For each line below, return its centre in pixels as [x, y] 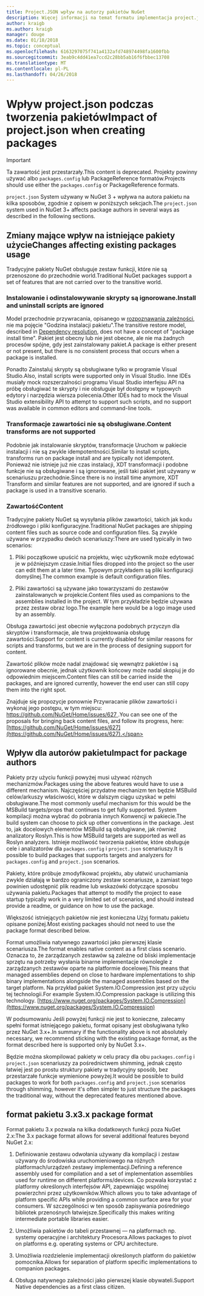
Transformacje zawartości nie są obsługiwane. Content [89, 424]
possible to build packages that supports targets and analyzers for [89, 855]
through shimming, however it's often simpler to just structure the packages [101, 1089]
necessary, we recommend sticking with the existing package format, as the [102, 1038]
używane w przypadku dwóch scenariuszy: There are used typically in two [99, 539]
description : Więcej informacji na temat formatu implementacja [89, 18]
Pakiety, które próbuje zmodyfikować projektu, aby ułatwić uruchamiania [97, 873]
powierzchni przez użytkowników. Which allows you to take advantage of [106, 1193]
